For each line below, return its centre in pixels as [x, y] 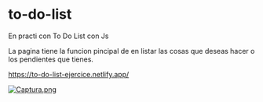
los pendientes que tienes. [51, 59]
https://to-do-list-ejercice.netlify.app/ [69, 74]
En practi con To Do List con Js [58, 36]
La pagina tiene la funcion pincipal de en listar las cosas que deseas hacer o [131, 51]
